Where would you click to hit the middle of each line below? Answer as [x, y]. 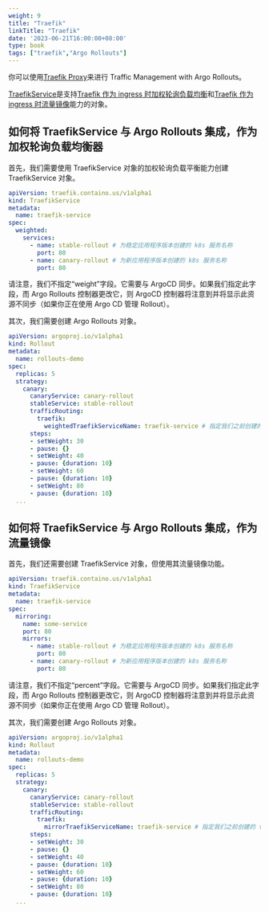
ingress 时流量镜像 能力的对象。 [60, 104]
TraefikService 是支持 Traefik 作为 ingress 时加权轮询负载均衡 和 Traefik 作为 [131, 94]
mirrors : [37, 639]
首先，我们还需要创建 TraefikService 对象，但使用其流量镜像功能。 [118, 564]
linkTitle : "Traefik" [44, 31]
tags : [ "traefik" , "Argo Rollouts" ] [68, 53]
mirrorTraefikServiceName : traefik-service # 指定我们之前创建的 [150, 827]
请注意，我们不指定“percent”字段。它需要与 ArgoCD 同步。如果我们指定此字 [134, 685]
